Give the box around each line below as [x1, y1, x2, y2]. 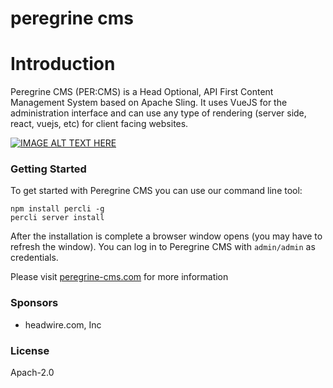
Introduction [10, 53, 116, 76]
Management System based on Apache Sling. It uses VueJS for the [10, 97, 288, 109]
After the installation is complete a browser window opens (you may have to [10, 230, 323, 242]
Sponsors [10, 296, 59, 310]
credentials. [10, 252, 59, 264]
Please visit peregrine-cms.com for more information [10, 271, 229, 283]
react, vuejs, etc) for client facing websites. [10, 118, 189, 130]
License [10, 343, 50, 357]
